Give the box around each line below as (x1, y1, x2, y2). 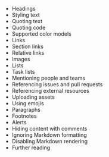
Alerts (11, 119, 27, 125)
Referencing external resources (11, 87, 89, 94)
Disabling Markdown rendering (11, 138, 88, 145)
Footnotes (11, 112, 37, 120)
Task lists (11, 68, 35, 75)
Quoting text (11, 18, 43, 24)
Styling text (11, 11, 40, 18)
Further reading (11, 144, 51, 151)
